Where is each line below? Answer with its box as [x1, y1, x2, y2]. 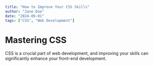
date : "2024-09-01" [5, 14, 45, 18]
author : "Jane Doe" [5, 9, 45, 14]
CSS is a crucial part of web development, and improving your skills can [5, 50, 149, 56]
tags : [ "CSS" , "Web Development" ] [5, 18, 75, 23]
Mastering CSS [5, 34, 67, 46]
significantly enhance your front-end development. [5, 56, 107, 62]
